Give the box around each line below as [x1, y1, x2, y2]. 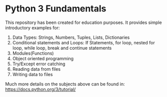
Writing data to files [12, 71, 53, 77]
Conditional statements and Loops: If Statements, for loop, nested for [12, 39, 155, 45]
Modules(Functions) [12, 50, 54, 56]
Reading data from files [12, 66, 61, 72]
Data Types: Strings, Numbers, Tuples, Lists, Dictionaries [12, 34, 130, 40]
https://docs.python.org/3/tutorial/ [5, 86, 76, 92]
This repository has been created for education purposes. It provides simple [5, 19, 162, 25]
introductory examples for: [5, 24, 60, 30]
